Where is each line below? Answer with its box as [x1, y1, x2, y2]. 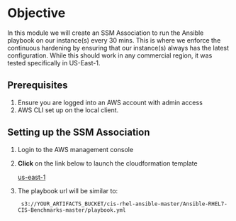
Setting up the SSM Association [7, 126, 150, 139]
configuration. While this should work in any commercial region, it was [7, 51, 213, 60]
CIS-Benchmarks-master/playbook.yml [17, 206, 126, 214]
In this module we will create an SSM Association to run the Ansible [7, 28, 204, 37]
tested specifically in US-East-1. [7, 58, 101, 67]
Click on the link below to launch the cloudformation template [17, 158, 198, 168]
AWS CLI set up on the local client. [17, 105, 119, 114]
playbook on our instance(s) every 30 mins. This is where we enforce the [7, 36, 221, 44]
